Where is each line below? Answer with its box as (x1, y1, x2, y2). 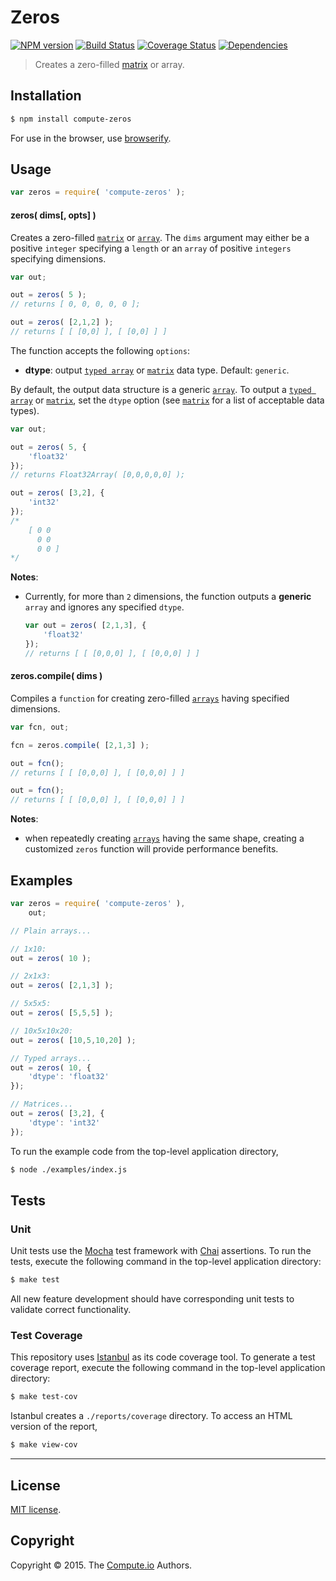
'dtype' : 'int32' (28, 1117, 101, 1128)
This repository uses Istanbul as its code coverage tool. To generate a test (10, 1351, 316, 1363)
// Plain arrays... (10, 926, 92, 936)
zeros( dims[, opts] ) (10, 209, 97, 221)
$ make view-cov (10, 1440, 78, 1450)
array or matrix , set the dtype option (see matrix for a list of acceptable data (10, 394, 325, 406)
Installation (10, 87, 82, 105)
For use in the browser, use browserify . (10, 132, 172, 144)
